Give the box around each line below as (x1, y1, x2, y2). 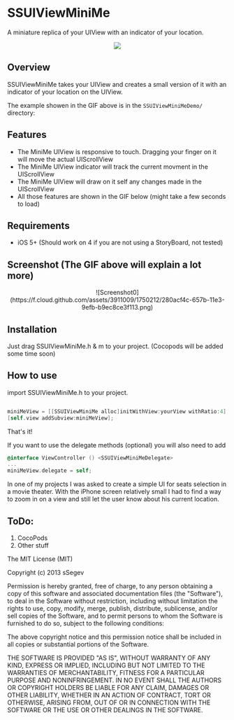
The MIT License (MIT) (7, 555, 73, 563)
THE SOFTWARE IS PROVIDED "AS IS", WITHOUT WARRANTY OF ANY (7, 653, 211, 662)
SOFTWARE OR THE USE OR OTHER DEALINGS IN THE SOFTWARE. (7, 706, 203, 714)
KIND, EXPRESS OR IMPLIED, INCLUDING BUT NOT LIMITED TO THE (7, 661, 205, 670)
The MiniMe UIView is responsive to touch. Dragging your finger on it (17, 147, 217, 155)
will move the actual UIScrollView (17, 155, 114, 163)
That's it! (7, 427, 33, 436)
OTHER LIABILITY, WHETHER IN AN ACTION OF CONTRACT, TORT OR (7, 691, 211, 699)
